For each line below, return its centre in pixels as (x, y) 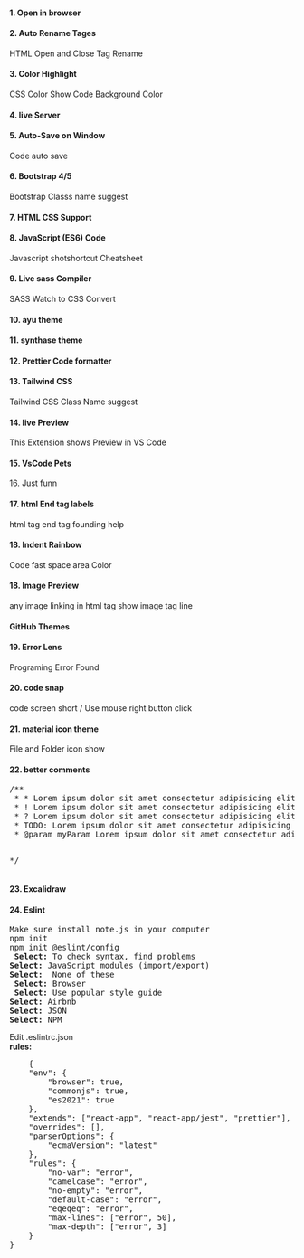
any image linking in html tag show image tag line (101, 605)
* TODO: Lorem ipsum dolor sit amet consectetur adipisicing (152, 826)
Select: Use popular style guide (88, 993)
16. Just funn (33, 483)
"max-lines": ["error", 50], (112, 1218)
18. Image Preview (44, 586)
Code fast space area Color (61, 564)
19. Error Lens (36, 648)
